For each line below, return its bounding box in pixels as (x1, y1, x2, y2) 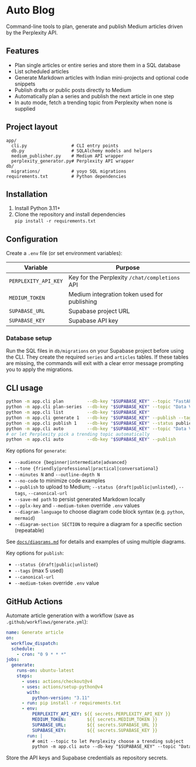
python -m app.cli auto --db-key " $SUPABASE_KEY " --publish (6, 436, 176, 442)
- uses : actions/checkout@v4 (21, 678, 93, 685)
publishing (68, 298, 97, 306)
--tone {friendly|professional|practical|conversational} (14, 466, 159, 472)
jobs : (6, 656, 19, 663)
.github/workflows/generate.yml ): (6, 618, 88, 625)
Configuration (6, 234, 58, 244)
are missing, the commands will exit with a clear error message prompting (6, 360, 184, 367)
